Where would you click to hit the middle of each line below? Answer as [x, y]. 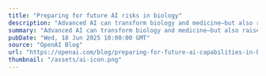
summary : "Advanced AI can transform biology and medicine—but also [123, 30]
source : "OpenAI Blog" [46, 45]
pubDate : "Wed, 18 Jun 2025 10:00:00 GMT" [79, 38]
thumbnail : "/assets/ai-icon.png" [65, 60]
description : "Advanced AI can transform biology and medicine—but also [131, 23]
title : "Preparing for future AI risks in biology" [95, 15]
